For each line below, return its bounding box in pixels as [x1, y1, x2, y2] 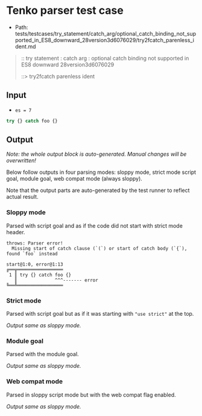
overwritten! [6, 157, 36, 164]
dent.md [14, 43, 36, 50]
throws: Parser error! [6, 240, 63, 246]
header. [6, 228, 25, 235]
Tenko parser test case [6, 4, 124, 18]
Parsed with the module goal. [6, 351, 80, 358]
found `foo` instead [6, 251, 58, 257]
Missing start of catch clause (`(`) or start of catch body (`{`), [11, 245, 188, 251]
